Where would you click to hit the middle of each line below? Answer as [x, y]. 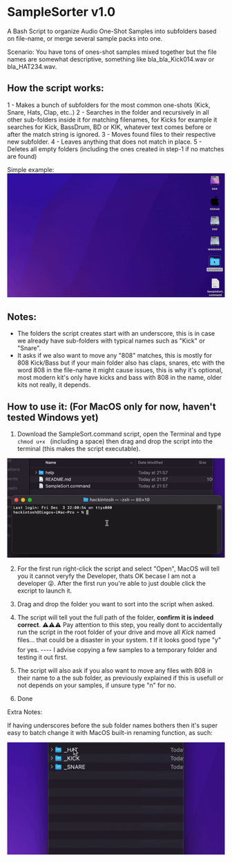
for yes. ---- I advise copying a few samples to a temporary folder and [117, 650]
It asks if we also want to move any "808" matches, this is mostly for [115, 356]
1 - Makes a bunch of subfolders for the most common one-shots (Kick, [109, 105]
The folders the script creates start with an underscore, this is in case [116, 334]
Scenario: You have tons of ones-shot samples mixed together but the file [112, 52]
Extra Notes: [25, 712]
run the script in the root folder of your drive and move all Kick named [116, 632]
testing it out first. [42, 658]
